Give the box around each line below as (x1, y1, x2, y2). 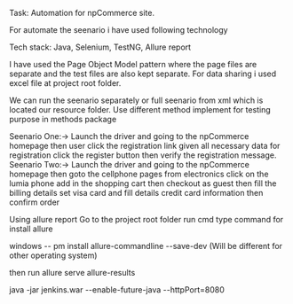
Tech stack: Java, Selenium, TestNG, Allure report (9, 42, 192, 52)
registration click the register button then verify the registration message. (9, 150, 277, 160)
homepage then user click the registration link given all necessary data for (9, 141, 281, 151)
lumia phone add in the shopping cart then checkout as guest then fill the (9, 178, 277, 189)
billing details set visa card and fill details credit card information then (9, 188, 264, 198)
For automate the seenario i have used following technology (9, 25, 228, 35)
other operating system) (9, 250, 98, 261)
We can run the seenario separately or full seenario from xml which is (9, 95, 264, 105)
